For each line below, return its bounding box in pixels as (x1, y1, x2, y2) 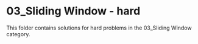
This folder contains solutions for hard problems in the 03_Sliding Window (6, 24, 192, 31)
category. (6, 30, 30, 37)
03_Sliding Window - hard (6, 4, 141, 18)
